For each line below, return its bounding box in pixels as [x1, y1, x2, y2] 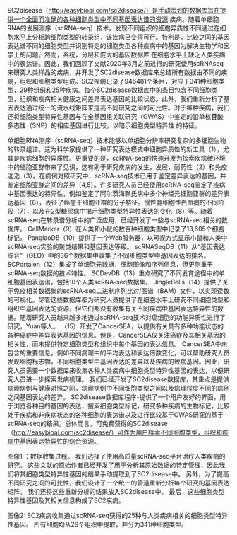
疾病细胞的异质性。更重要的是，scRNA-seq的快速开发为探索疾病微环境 [19, 154, 226, 162]
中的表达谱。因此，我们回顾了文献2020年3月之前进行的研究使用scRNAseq [7, 59, 224, 67]
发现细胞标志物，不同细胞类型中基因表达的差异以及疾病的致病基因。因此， [7, 357, 224, 366]
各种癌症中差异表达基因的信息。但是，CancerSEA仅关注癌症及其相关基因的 [7, 331, 226, 339]
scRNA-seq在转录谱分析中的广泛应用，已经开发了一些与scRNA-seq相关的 [7, 216, 222, 224]
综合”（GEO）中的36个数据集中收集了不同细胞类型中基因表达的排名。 [7, 251, 210, 260]
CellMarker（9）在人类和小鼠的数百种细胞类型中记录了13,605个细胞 [27, 225, 225, 233]
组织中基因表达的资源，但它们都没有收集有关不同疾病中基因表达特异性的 [7, 304, 217, 313]
